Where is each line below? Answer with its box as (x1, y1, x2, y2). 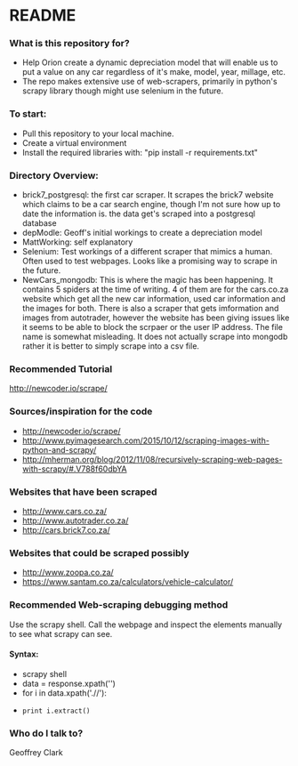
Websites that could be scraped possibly (9, 546, 189, 559)
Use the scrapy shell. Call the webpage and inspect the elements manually (9, 619, 283, 630)
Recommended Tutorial (9, 363, 113, 375)
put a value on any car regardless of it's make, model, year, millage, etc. (21, 67, 286, 77)
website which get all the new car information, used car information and (21, 294, 286, 304)
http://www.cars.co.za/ (21, 505, 108, 516)
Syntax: (9, 649, 39, 659)
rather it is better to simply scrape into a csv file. (21, 341, 200, 351)
